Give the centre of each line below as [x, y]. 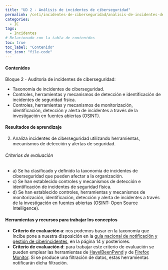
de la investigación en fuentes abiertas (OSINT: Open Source [75, 203]
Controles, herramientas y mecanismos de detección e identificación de [86, 94]
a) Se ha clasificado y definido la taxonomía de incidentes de [75, 171]
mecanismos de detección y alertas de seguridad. [64, 143]
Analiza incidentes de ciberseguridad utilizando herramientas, [76, 138]
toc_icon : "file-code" [29, 52]
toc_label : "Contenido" [30, 47]
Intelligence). [26, 208]
